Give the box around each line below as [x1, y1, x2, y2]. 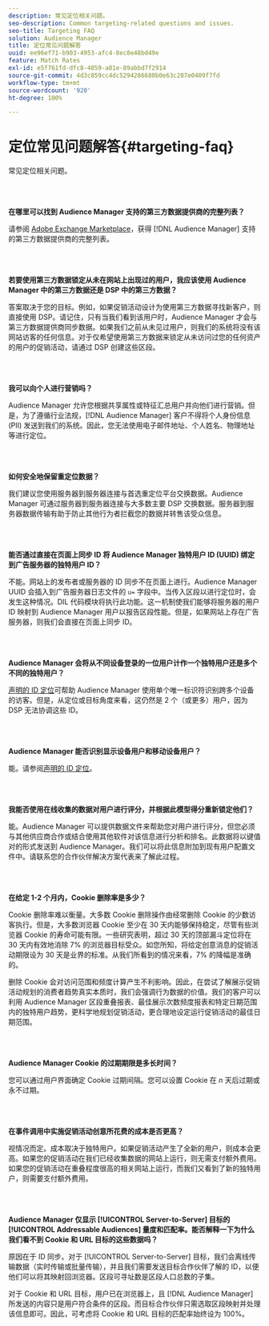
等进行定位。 [8, 431, 50, 440]
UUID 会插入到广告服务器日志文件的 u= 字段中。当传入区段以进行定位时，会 [8, 587, 256, 597]
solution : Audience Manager [8, 34, 102, 43]
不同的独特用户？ [8, 668, 65, 678]
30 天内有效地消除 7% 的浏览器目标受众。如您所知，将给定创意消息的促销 [8, 940, 251, 950]
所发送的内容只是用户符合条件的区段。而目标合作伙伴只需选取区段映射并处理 [8, 1299, 261, 1308]
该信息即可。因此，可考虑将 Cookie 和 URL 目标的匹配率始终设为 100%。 [8, 1309, 250, 1319]
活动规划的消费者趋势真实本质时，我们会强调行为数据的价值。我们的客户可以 [8, 987, 261, 997]
